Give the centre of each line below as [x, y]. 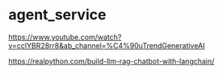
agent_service [57, 15]
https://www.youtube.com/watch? [65, 37]
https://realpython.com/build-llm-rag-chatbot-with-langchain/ [111, 61]
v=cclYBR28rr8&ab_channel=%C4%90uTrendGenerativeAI [107, 45]
